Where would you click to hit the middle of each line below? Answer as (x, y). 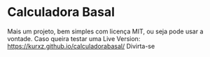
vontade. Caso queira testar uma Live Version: (74, 38)
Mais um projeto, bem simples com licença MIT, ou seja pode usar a (105, 31)
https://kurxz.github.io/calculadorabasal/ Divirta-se (81, 46)
